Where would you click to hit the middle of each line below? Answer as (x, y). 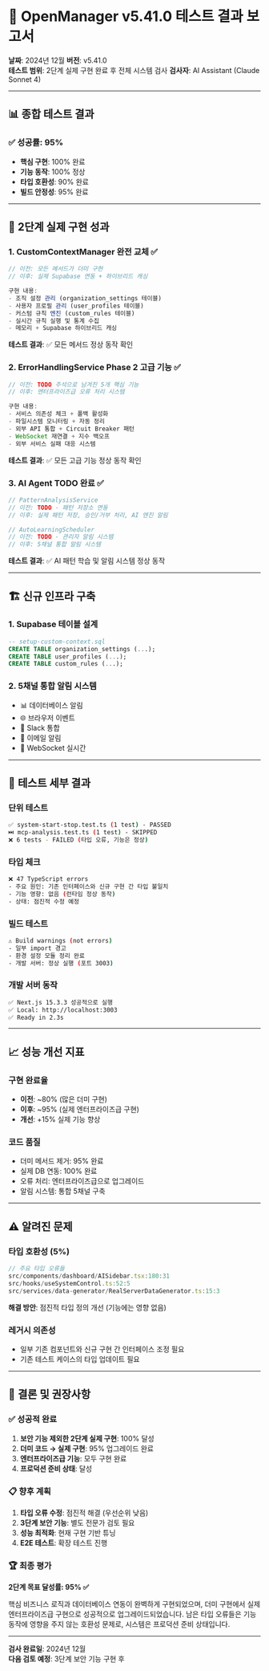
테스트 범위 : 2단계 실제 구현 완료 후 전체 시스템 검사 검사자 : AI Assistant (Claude (134, 70)
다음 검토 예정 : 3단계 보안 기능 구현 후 (67, 1659)
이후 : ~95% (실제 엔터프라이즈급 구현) (80, 1110)
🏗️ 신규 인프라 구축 (52, 596)
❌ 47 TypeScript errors (48, 879)
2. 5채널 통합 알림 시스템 (53, 686)
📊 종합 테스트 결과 (51, 114)
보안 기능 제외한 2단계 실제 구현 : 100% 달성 (87, 1438)
